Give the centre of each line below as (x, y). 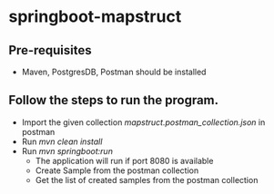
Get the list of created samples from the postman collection (147, 179)
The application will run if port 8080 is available (124, 160)
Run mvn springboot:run (67, 150)
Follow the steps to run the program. (114, 100)
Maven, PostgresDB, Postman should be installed (114, 72)
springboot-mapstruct (95, 17)
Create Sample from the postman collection (117, 170)
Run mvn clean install (62, 141)
